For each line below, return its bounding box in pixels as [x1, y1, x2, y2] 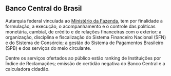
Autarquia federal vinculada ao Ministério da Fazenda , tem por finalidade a [5, 17, 163, 24]
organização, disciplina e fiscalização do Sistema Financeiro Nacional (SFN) [5, 34, 166, 40]
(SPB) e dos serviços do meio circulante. [5, 45, 91, 51]
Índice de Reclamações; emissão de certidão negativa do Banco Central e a [5, 60, 165, 66]
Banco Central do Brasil [5, 4, 82, 13]
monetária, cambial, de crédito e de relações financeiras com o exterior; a [5, 28, 162, 35]
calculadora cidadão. [5, 66, 50, 72]
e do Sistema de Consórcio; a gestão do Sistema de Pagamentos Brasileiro [5, 40, 164, 46]
